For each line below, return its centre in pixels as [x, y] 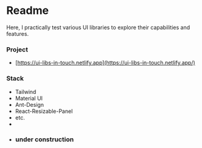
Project [17, 49]
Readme [28, 11]
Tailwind [26, 92]
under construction [44, 140]
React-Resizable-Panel [44, 111]
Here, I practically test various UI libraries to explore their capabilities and [98, 27]
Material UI [29, 98]
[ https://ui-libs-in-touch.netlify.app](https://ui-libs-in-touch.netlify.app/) [105, 63]
